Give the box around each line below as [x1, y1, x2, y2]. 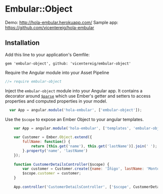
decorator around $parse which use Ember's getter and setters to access [5, 93, 151, 99]
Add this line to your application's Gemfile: [5, 52, 90, 57]
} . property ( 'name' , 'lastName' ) [22, 148, 88, 153]
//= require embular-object [5, 79, 62, 84]
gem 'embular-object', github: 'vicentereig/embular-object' [5, 61, 131, 66]
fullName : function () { [22, 140, 70, 144]
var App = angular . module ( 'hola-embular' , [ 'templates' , [14, 125, 131, 131]
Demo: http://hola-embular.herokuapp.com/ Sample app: [5, 19, 119, 25]
